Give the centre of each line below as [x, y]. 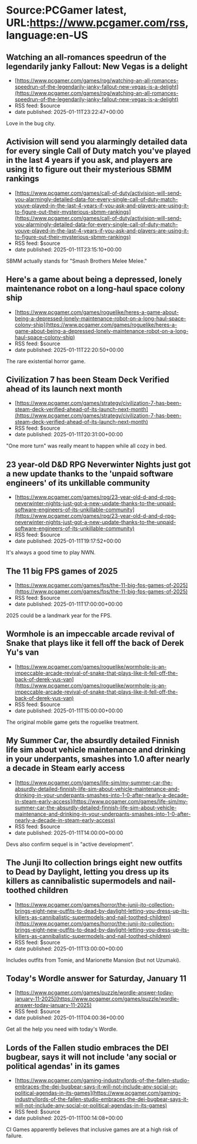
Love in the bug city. [31, 123]
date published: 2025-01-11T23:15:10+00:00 [68, 249]
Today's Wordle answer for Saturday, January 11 [96, 978]
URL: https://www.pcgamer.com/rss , [97, 23]
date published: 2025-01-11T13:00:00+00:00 [69, 949]
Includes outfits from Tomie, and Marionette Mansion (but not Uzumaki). [94, 960]
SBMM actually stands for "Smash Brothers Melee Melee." [76, 261]
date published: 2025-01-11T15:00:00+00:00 [69, 710]
